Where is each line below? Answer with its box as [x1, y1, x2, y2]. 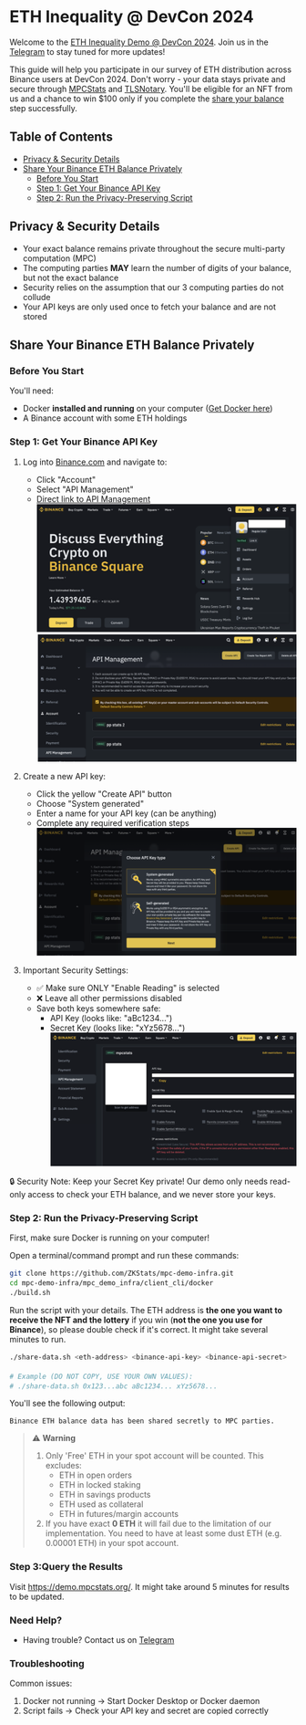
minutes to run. [9, 1333, 66, 1344]
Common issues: [9, 1678, 73, 1689]
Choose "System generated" [36, 799, 144, 810]
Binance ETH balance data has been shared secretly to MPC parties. [9, 1417, 275, 1426]
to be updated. [9, 1591, 65, 1602]
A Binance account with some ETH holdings [22, 413, 188, 423]
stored [22, 310, 47, 321]
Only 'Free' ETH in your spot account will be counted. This [45, 1450, 264, 1461]
